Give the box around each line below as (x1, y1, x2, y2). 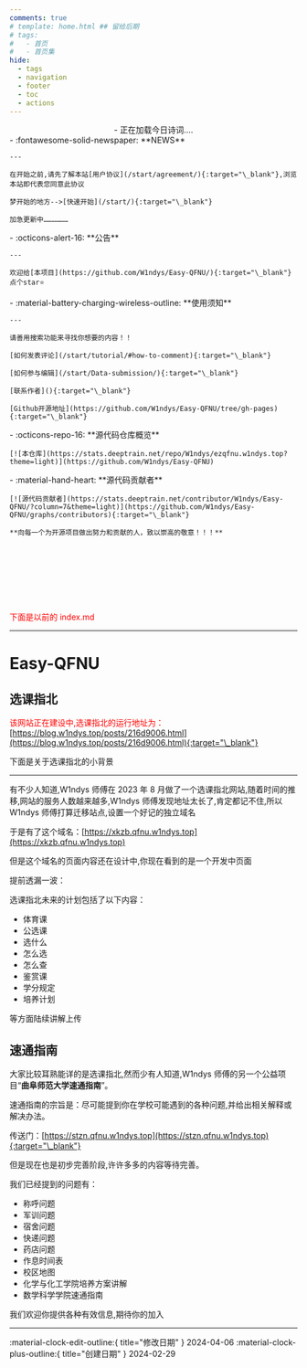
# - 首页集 (9, 48, 55, 57)
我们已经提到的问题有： (9, 1179, 98, 1190)
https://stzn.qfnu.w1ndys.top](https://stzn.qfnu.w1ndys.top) (44, 1130, 270, 1141)
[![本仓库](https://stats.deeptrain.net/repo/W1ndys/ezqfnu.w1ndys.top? (9, 450, 288, 459)
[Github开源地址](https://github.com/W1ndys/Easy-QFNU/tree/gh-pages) (9, 404, 279, 414)
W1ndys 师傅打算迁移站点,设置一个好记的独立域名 (9, 807, 196, 818)
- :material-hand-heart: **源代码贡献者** (9, 474, 163, 485)
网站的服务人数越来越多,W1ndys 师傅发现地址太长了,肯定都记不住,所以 (19, 796, 283, 807)
